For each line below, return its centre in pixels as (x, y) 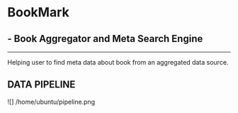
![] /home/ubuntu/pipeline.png (51, 102)
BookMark (38, 12)
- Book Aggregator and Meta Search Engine (105, 39)
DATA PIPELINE (41, 85)
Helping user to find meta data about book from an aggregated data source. (118, 62)
